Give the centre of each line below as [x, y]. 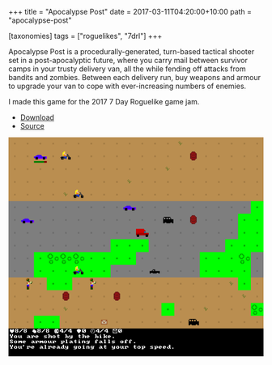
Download [37, 117]
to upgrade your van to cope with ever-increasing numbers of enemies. [127, 86]
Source [32, 126]
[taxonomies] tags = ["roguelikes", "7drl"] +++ [85, 36]
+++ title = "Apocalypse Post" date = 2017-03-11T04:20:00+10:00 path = [130, 12]
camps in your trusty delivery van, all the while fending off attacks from [127, 69]
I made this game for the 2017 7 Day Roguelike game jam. [104, 102]
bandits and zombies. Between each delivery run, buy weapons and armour [135, 77]
